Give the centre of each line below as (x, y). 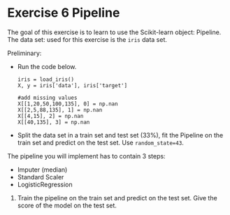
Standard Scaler (41, 177)
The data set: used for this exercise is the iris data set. (87, 39)
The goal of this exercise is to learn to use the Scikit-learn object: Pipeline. (114, 32)
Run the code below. (47, 66)
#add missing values (47, 98)
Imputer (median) (42, 170)
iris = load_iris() (46, 79)
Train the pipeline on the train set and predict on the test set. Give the (117, 198)
